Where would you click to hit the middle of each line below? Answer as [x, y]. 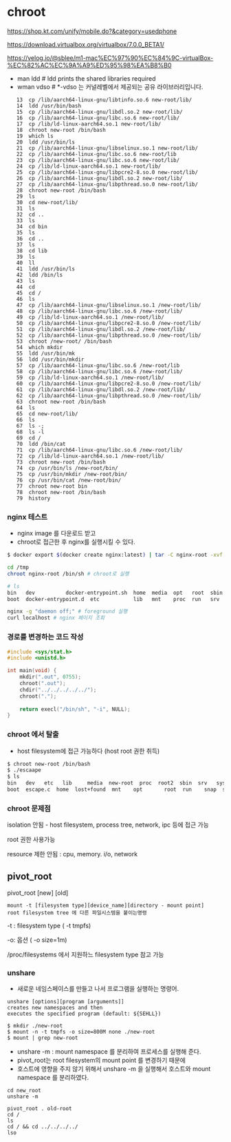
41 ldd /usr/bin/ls [46, 269]
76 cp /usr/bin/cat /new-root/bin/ [69, 480]
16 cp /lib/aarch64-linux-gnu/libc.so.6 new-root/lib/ [98, 118]
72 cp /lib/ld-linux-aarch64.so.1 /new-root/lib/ [90, 456]
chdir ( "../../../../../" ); [58, 690]
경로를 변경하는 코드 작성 [45, 637]
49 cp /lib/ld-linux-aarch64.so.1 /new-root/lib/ [90, 317]
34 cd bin [32, 226]
